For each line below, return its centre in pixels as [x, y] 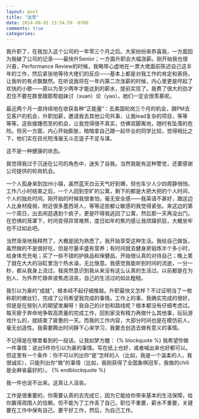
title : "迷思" [23, 17]
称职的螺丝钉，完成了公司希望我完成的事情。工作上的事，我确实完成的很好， [99, 298]
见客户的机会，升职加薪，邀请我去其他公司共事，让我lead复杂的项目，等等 [97, 116]
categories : [21, 34]
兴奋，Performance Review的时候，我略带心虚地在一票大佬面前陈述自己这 [96, 67]
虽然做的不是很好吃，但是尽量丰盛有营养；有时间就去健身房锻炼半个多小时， [99, 248]
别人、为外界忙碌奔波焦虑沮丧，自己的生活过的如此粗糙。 [76, 278]
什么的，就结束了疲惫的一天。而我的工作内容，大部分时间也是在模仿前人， [102, 320]
